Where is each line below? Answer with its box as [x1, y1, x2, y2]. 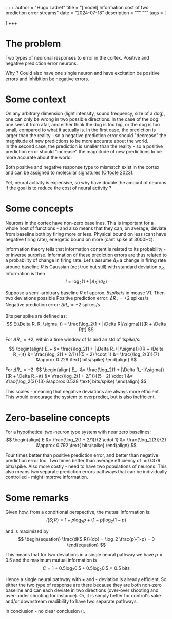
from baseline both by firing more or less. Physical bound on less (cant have [5, 230, 167, 237]
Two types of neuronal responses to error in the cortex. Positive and [5, 54, 150, 61]
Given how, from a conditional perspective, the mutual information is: [5, 509, 151, 515]
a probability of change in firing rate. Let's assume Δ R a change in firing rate [5, 257, 166, 264]
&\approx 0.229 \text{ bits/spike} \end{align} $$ [35, 356, 137, 362]
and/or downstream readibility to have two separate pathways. [5, 598, 138, 604]
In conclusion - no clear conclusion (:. [5, 608, 86, 614]
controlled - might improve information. [5, 474, 88, 480]
